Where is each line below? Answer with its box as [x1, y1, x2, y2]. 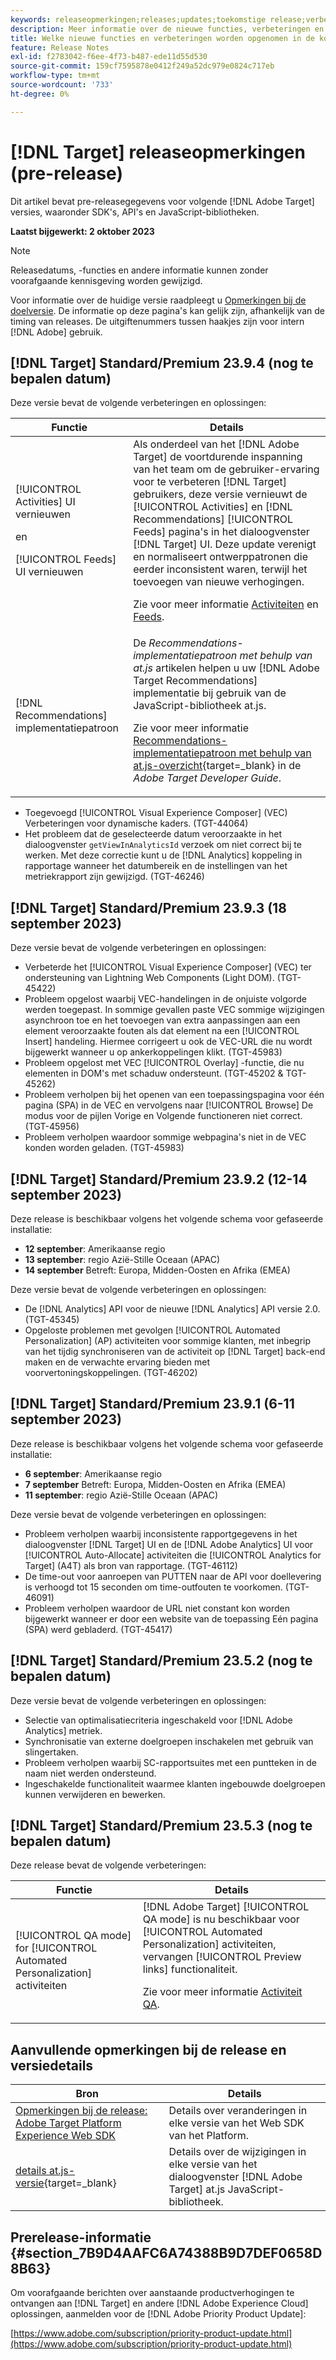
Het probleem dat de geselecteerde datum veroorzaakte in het [24, 828, 282, 840]
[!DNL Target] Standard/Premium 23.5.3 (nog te [10, 1817, 313, 1835]
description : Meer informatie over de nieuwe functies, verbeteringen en [10, 24, 325, 34]
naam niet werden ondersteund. [24, 1767, 157, 1779]
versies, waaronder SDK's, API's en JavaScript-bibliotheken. [10, 206, 260, 218]
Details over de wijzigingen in [168, 2145, 307, 2159]
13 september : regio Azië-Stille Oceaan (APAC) [24, 1254, 220, 1265]
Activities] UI [15, 495, 76, 509]
